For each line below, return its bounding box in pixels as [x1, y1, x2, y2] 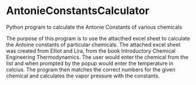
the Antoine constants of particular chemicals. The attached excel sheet [6, 41, 181, 48]
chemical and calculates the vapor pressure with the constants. [6, 72, 160, 79]
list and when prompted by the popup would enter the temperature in [6, 60, 174, 67]
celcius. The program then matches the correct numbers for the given [6, 66, 175, 73]
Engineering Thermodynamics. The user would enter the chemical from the [6, 53, 188, 60]
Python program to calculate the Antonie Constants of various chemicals [6, 23, 182, 30]
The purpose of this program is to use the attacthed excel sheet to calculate [6, 35, 190, 42]
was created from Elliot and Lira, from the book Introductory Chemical [6, 47, 175, 54]
